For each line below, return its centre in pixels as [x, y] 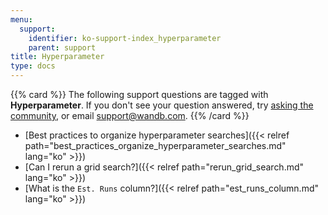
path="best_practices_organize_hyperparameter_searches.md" [155, 145]
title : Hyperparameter [57, 57]
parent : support [62, 47]
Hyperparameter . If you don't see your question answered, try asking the [162, 105]
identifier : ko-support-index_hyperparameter [125, 38]
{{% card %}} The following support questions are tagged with [139, 94]
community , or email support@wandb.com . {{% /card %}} [130, 115]
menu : [21, 19]
